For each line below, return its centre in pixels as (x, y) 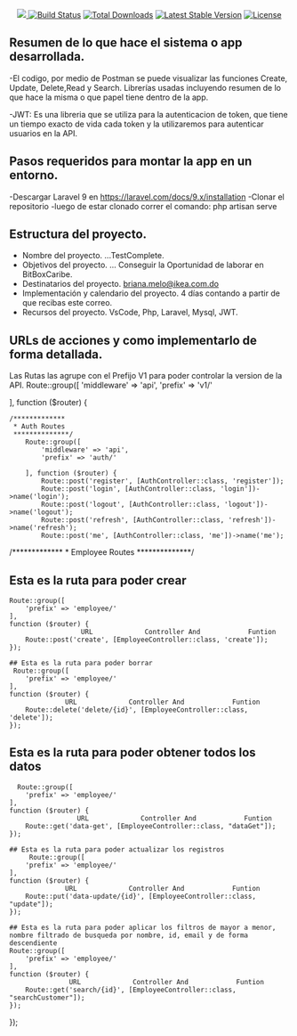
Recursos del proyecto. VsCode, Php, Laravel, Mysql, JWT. (130, 313)
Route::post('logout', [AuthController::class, (131, 505)
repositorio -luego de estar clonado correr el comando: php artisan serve (143, 206)
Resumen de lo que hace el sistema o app (126, 43)
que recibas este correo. (67, 303)
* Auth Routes (39, 427)
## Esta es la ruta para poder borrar (81, 664)
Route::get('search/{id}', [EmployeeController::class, (131, 990)
